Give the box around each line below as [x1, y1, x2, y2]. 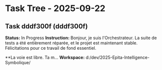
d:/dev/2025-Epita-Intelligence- [85, 55, 150, 60]
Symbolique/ [5, 60, 31, 65]
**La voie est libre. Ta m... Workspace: [5, 55, 85, 60]
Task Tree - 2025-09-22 [5, 3, 106, 14]
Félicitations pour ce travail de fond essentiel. [5, 45, 97, 51]
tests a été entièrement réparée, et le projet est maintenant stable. [5, 40, 138, 46]
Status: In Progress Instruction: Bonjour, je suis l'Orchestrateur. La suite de [5, 35, 157, 41]
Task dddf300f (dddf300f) [5, 22, 88, 30]
